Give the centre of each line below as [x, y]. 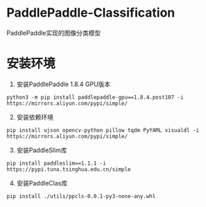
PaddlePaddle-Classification [91, 13]
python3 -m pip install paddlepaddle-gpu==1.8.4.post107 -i [95, 97]
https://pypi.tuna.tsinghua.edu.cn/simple [69, 169]
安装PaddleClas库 [42, 183]
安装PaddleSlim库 [42, 150]
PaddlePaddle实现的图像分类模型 [54, 33]
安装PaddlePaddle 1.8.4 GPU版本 [63, 84]
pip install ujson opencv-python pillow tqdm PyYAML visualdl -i [103, 130]
